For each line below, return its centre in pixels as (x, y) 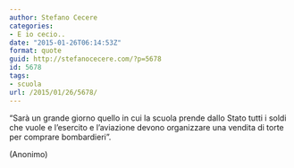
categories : (31, 26)
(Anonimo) (29, 154)
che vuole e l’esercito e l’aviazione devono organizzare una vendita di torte (147, 127)
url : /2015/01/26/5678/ (54, 92)
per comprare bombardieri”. (60, 137)
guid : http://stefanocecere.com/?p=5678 (86, 59)
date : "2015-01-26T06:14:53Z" (66, 42)
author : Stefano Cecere (54, 17)
